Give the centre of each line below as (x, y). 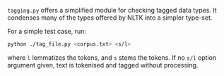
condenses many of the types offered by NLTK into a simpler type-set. (110, 18)
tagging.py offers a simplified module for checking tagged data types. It (112, 10)
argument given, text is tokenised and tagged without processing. (103, 65)
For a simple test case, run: (47, 31)
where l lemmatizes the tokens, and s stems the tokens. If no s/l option (112, 57)
